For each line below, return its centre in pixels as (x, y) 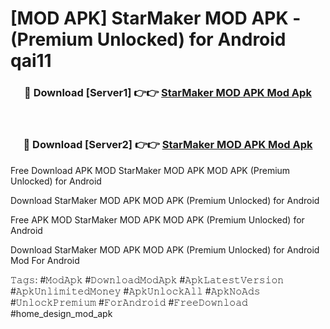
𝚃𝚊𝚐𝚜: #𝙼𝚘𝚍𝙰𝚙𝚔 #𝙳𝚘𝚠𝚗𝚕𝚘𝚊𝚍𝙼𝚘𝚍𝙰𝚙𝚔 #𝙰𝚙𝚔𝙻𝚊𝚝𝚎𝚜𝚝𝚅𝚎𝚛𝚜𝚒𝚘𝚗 (147, 279)
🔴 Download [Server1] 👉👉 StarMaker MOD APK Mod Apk (168, 93)
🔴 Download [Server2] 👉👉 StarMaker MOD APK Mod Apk (168, 145)
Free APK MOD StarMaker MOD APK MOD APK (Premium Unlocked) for (157, 219)
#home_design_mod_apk (61, 313)
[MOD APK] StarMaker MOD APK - (156, 18)
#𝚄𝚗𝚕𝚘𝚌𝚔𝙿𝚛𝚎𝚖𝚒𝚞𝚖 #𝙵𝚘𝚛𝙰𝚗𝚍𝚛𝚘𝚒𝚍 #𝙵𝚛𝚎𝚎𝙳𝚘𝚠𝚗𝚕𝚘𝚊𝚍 (129, 302)
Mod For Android (45, 260)
